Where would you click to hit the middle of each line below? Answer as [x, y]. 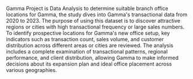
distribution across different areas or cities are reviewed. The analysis [90, 45]
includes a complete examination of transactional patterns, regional [87, 51]
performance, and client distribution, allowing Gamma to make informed [92, 58]
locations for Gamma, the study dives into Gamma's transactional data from [97, 15]
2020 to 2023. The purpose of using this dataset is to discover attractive [93, 21]
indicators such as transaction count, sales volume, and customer [85, 39]
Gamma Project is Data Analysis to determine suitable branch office [87, 8]
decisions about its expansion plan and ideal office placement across [89, 64]
